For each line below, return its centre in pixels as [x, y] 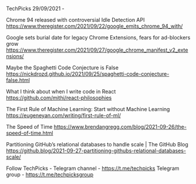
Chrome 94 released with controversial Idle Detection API [75, 20]
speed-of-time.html [30, 133]
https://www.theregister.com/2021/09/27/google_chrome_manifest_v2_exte [97, 50]
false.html [18, 80]
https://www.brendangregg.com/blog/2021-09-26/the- [120, 127]
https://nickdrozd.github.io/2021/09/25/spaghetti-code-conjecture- [88, 74]
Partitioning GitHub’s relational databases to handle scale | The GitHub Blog [97, 144]
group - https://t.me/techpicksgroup [50, 175]
